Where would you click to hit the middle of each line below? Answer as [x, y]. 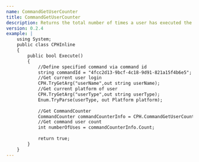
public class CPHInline [46, 45]
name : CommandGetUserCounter [42, 12]
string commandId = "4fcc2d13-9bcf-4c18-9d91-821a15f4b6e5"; [115, 72]
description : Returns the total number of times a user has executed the [99, 23]
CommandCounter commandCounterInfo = [84, 116]
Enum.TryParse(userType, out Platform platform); [100, 100]
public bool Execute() [55, 56]
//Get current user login [70, 78]
